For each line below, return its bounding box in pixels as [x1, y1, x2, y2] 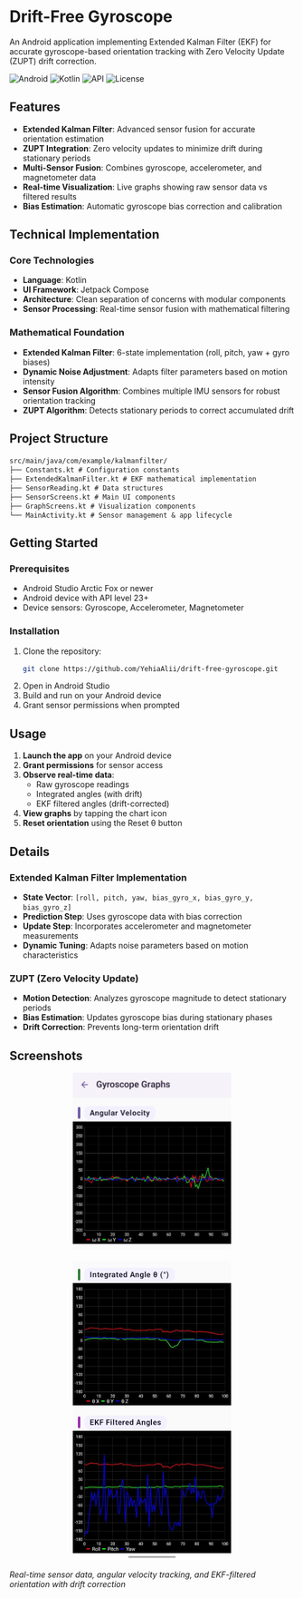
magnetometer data [22, 171, 97, 182]
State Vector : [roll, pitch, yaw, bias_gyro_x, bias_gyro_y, [22, 892, 254, 902]
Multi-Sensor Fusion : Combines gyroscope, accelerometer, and [22, 161, 262, 173]
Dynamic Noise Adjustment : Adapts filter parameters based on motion [22, 365, 288, 377]
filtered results [22, 190, 77, 201]
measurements [22, 930, 79, 940]
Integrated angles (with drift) [35, 789, 143, 800]
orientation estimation [22, 133, 104, 144]
